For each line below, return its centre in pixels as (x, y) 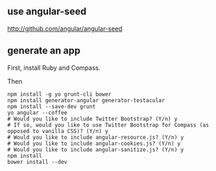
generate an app (44, 51)
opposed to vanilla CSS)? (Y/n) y (58, 131)
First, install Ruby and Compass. (54, 68)
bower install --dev (38, 162)
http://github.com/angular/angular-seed (65, 28)
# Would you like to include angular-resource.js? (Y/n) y (96, 137)
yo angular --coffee (38, 113)
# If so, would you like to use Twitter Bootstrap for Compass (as (108, 125)
